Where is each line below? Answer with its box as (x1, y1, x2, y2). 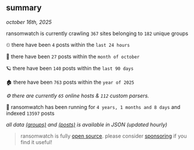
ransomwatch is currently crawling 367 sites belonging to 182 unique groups (6, 30, 189, 37)
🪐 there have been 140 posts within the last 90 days (6, 64, 134, 71)
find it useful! (20, 138, 53, 145)
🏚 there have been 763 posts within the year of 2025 (6, 79, 134, 86)
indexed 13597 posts (6, 110, 55, 117)
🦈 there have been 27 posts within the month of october (6, 53, 140, 60)
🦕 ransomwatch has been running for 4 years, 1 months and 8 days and (6, 103, 181, 110)
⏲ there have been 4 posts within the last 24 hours (6, 41, 130, 48)
